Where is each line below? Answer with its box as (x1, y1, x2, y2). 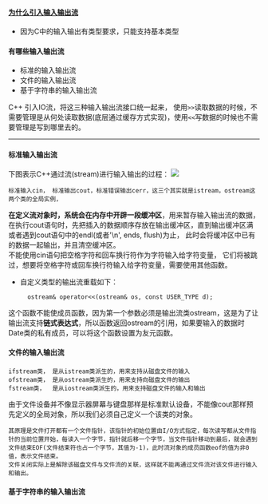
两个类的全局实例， (8, 195, 62, 203)
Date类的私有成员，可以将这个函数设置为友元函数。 (8, 327, 178, 337)
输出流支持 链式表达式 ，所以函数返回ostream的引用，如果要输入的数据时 (8, 318, 245, 327)
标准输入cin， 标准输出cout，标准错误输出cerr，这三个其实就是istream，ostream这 (8, 186, 256, 195)
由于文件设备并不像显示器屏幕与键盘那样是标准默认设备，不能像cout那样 (8, 399, 247, 409)
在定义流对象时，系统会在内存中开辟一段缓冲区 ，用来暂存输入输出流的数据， (8, 210, 260, 220)
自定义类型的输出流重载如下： (19, 276, 118, 287)
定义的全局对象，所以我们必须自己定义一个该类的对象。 (14, 409, 197, 419)
